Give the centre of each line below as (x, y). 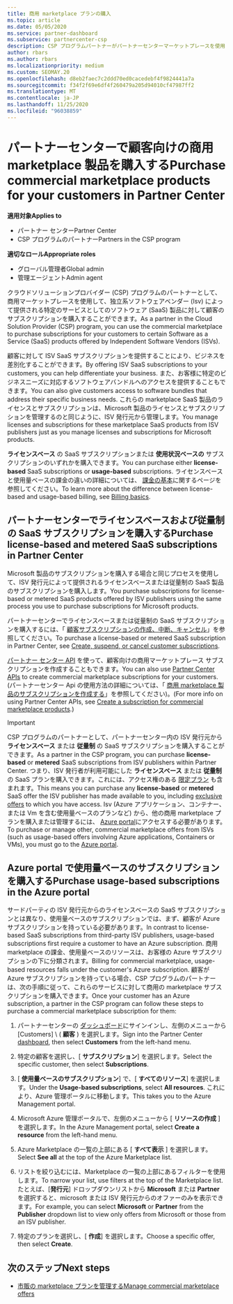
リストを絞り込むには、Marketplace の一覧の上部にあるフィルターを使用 (121, 1172)
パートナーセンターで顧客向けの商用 (111, 148)
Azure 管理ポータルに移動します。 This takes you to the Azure (123, 1096)
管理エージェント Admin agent (60, 277)
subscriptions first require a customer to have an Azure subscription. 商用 (113, 944)
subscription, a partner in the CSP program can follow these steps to (105, 1004)
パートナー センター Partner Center (67, 230)
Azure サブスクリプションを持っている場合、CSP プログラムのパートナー (112, 979)
